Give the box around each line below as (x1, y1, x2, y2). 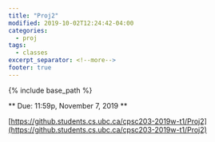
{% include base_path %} (8, 85, 93, 95)
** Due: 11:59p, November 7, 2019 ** (8, 101, 128, 110)
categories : (8, 26, 48, 34)
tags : (8, 41, 26, 49)
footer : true (8, 64, 52, 72)
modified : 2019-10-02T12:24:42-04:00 (8, 19, 134, 27)
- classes (15, 49, 48, 57)
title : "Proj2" (8, 11, 59, 20)
